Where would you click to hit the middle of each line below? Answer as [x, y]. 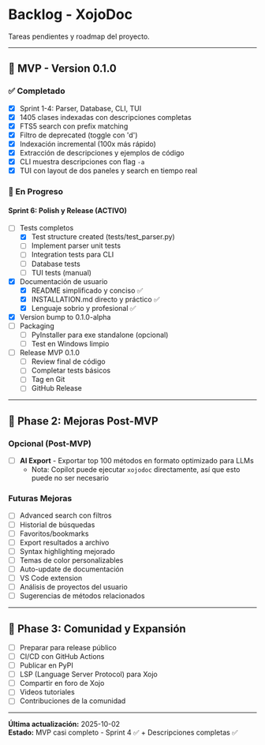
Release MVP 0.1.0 [50, 353]
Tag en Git [48, 380]
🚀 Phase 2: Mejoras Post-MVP [84, 421]
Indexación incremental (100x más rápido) [88, 144]
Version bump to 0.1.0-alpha [65, 316]
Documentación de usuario [63, 281]
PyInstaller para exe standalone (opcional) [100, 335]
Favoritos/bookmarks [54, 533]
